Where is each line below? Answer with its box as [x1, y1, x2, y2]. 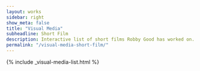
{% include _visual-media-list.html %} [6, 58, 100, 66]
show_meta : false [6, 20, 50, 26]
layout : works [6, 8, 42, 15]
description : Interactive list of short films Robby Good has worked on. [6, 36, 195, 42]
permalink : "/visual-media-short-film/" [6, 42, 109, 48]
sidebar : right [6, 14, 44, 20]
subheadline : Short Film [6, 31, 68, 37]
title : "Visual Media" [6, 25, 63, 32]
